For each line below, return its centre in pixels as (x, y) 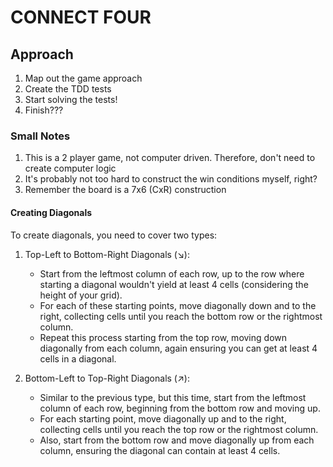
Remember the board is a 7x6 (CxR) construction (125, 190)
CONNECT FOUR (81, 17)
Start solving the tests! (71, 99)
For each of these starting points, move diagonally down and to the (178, 305)
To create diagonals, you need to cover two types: (114, 235)
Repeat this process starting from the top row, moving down (163, 337)
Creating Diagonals (51, 212)
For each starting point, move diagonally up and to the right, (163, 418)
